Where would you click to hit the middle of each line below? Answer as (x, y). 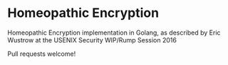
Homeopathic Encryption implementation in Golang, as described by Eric (114, 32)
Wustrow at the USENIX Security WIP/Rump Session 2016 (92, 40)
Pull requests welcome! (42, 54)
